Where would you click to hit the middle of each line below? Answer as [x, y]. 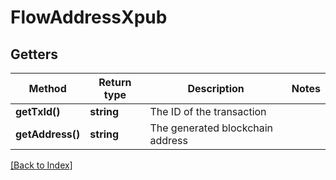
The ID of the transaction [208, 111]
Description [216, 88]
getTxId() [38, 111]
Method [47, 88]
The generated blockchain [211, 128]
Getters [34, 54]
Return [115, 82]
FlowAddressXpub [89, 17]
